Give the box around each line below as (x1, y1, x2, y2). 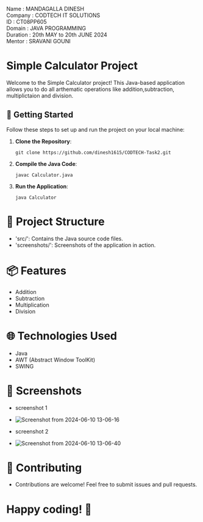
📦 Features (6, 263, 67, 277)
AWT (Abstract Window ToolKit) (15, 356, 96, 363)
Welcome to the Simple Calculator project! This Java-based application (6, 79, 185, 86)
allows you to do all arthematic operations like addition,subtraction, (6, 85, 175, 93)
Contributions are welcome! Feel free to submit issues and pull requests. (15, 481, 198, 488)
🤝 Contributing (6, 460, 82, 474)
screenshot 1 (15, 404, 48, 411)
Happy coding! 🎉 (6, 502, 92, 516)
